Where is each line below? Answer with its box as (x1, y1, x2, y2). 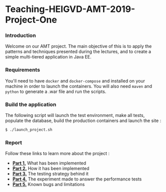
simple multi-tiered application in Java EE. (5, 54, 91, 60)
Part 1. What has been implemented (12, 160, 86, 166)
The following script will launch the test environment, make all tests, (5, 112, 145, 118)
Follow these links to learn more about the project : (5, 150, 110, 156)
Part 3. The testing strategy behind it (12, 171, 89, 177)
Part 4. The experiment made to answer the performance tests (12, 176, 142, 182)
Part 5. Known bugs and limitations (12, 181, 85, 187)
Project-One (5, 14, 57, 25)
